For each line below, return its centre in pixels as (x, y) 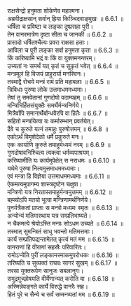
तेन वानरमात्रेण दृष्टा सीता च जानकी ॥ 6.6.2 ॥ (60, 34)
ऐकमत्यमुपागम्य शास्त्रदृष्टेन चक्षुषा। (45, 184)
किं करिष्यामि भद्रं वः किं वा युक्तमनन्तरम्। (52, 58)
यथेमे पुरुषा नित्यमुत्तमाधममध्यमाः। (44, 168)
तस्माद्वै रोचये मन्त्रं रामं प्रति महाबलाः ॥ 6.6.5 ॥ (58, 82)
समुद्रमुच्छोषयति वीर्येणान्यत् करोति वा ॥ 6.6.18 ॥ (61, 279)
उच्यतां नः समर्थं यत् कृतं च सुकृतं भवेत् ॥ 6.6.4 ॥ (63, 66)
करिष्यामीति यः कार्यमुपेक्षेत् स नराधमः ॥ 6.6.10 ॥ (61, 160)
